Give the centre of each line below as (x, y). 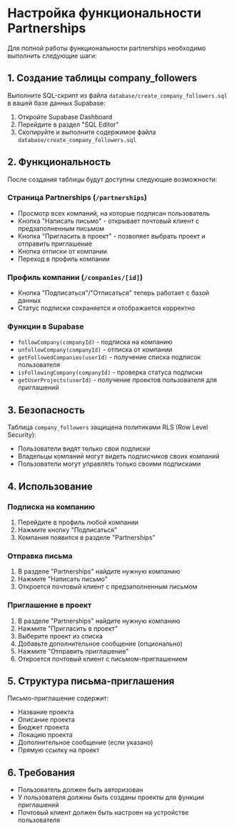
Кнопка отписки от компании (62, 251)
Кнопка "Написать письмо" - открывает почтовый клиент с (108, 221)
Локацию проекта (45, 735)
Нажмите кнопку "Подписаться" (67, 529)
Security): (22, 435)
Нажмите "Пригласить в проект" (68, 628)
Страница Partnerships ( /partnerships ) (77, 198)
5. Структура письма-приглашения (91, 681)
